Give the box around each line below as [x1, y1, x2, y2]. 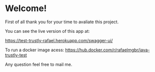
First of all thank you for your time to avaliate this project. [5, 19, 119, 25]
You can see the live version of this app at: [5, 28, 90, 34]
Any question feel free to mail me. [5, 61, 73, 67]
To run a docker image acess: [5, 47, 64, 53]
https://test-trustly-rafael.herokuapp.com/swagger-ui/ [5, 37, 113, 43]
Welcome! [5, 3, 47, 14]
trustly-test [5, 52, 27, 58]
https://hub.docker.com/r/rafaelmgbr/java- [65, 47, 150, 53]
